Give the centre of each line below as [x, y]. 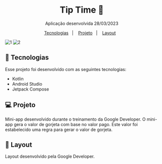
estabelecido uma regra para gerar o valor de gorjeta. [59, 129]
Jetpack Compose [31, 89]
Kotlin [18, 79]
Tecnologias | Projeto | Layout [80, 33]
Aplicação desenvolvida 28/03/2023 [82, 23]
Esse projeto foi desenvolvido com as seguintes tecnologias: [66, 69]
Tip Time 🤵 [82, 10]
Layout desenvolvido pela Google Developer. [50, 156]
